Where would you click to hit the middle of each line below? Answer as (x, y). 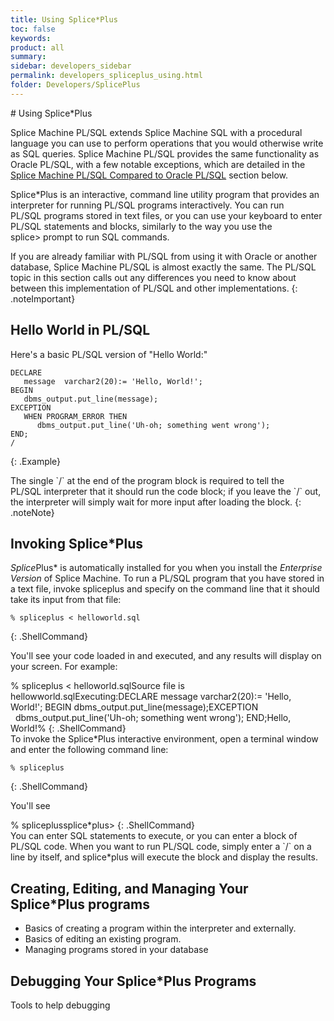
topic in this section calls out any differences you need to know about (153, 277)
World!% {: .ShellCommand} (68, 728)
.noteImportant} (43, 298)
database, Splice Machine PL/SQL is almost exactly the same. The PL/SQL (163, 267)
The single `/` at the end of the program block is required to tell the (147, 480)
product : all (37, 47)
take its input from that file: (66, 600)
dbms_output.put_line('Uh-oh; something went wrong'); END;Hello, (153, 718)
